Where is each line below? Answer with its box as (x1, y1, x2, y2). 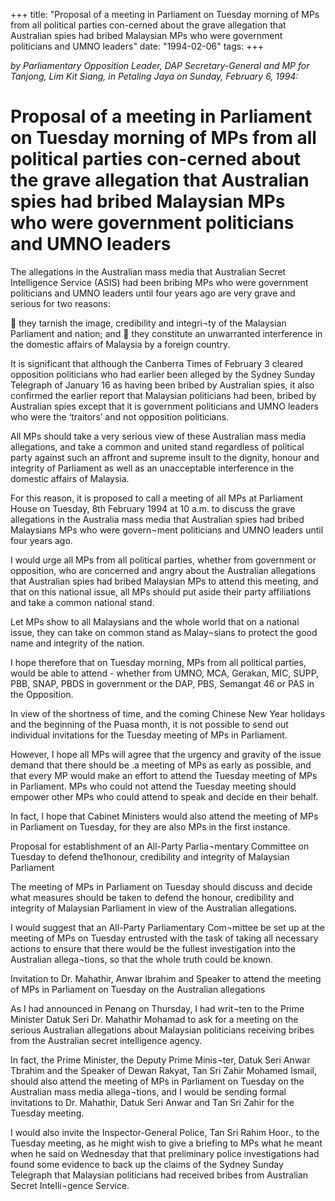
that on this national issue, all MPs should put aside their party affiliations (10, 585, 312, 598)
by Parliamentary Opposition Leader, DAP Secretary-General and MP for (10, 60, 310, 71)
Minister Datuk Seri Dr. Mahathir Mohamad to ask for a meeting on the (10, 1013, 299, 1025)
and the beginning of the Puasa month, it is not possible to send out (10, 718, 289, 730)
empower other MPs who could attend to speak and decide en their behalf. (10, 790, 319, 803)
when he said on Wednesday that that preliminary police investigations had (10, 1147, 320, 1159)
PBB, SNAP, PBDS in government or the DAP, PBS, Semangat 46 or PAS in (10, 677, 315, 689)
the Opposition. (10, 688, 74, 700)
